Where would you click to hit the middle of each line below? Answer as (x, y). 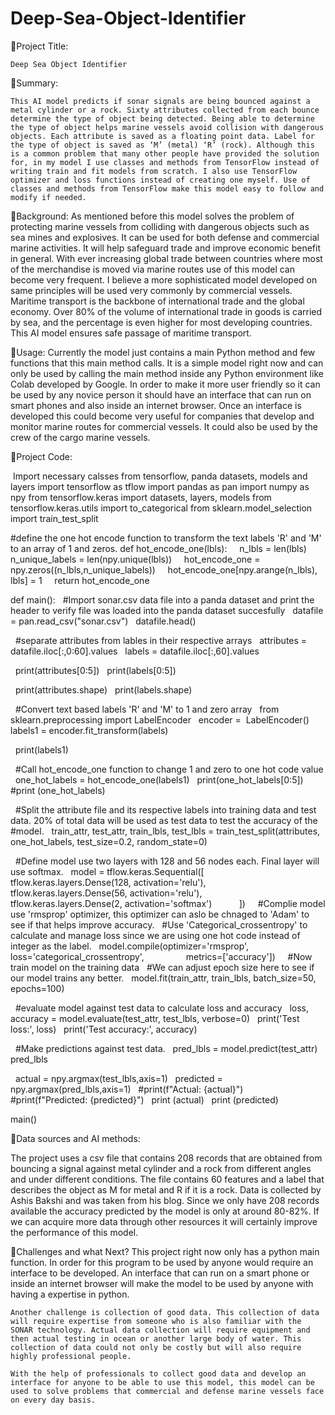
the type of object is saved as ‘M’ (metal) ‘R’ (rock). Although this (162, 145)
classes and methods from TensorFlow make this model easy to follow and (167, 188)
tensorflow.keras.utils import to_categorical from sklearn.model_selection (161, 508)
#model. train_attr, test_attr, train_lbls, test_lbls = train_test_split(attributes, (165, 831)
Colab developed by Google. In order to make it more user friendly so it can (165, 384)
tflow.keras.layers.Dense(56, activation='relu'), (106, 893)
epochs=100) (37, 988)
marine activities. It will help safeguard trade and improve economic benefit (165, 248)
